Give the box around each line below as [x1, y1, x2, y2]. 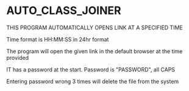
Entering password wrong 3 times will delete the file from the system [6, 78, 179, 85]
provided [6, 54, 29, 61]
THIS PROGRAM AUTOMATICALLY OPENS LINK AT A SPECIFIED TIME [6, 24, 183, 31]
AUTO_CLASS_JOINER [6, 4, 121, 18]
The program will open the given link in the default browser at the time [6, 47, 183, 55]
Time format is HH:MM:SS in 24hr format [6, 35, 109, 43]
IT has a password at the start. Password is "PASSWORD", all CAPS [6, 65, 176, 73]
